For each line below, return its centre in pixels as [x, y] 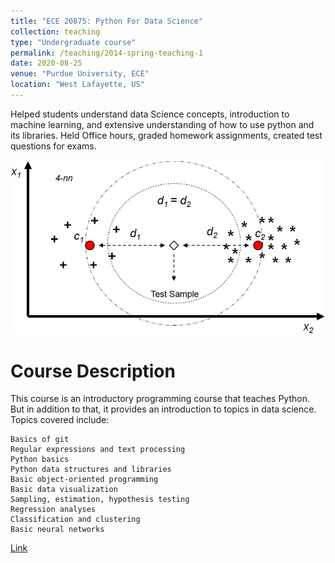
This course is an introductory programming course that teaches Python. [160, 399]
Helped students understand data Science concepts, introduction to [150, 114]
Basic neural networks [57, 530]
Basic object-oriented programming [84, 480]
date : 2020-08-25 [46, 63]
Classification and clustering [75, 520]
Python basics [40, 460]
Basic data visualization [64, 490]
